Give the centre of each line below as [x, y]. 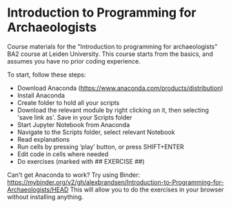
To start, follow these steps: [47, 75]
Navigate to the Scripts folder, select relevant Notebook [96, 132]
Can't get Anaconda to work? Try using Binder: [74, 175]
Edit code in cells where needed [63, 154]
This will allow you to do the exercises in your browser [147, 189]
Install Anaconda [41, 95]
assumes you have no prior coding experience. [74, 61]
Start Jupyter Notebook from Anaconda [73, 124]
